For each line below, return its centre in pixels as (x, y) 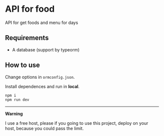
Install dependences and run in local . (42, 86)
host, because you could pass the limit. (44, 129)
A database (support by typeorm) (46, 49)
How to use (22, 65)
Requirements (27, 38)
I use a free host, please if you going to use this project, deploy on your (77, 123)
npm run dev (17, 100)
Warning (14, 114)
